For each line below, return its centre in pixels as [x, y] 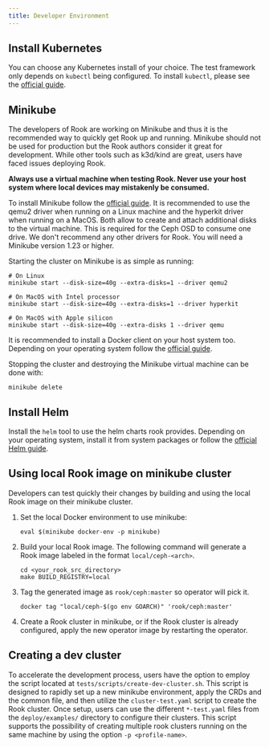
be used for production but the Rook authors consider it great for [116, 146]
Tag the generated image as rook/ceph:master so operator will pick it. [134, 592]
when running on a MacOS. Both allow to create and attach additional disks [132, 220]
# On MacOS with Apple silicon [61, 318]
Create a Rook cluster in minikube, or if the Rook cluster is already [129, 621]
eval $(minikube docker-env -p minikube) [90, 532]
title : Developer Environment [59, 16]
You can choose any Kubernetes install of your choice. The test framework [132, 67]
